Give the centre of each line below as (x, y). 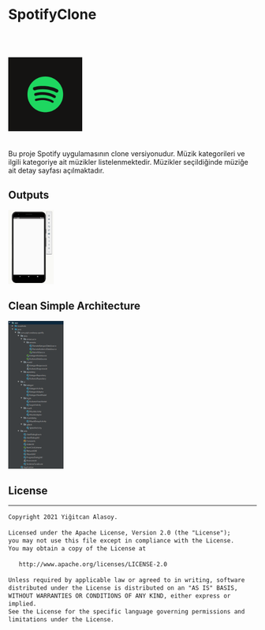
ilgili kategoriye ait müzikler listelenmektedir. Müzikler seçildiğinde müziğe (128, 162)
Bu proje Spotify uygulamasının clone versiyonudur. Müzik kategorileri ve (127, 153)
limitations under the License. (61, 620)
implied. (22, 604)
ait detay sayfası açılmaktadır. (56, 170)
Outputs (29, 195)
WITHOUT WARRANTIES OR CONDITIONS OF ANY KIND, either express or (119, 596)
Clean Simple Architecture (74, 306)
